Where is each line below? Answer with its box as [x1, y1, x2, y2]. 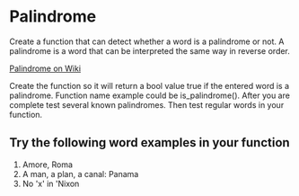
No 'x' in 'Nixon [22, 178, 80, 189]
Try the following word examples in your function [9, 135, 290, 150]
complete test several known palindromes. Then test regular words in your [9, 99, 285, 110]
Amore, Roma [22, 159, 74, 170]
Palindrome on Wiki [9, 63, 82, 74]
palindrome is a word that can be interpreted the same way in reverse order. [9, 45, 290, 56]
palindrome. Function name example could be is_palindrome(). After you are [9, 90, 290, 101]
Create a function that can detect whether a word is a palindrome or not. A [9, 36, 285, 47]
